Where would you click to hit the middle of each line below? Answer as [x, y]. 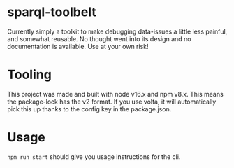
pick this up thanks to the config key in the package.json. [89, 108]
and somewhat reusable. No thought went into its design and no [99, 38]
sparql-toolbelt [52, 12]
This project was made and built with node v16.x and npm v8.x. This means [115, 94]
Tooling [30, 75]
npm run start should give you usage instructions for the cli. [94, 156]
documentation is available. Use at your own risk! [78, 46]
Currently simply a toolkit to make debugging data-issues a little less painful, [117, 31]
